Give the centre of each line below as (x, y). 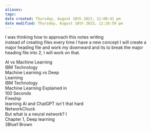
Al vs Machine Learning (29, 62)
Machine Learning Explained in (36, 88)
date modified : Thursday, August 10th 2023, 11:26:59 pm (64, 23)
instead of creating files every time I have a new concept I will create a (76, 43)
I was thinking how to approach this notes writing (54, 37)
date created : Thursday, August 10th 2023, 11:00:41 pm (63, 19)
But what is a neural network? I (36, 114)
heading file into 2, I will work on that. (43, 53)
